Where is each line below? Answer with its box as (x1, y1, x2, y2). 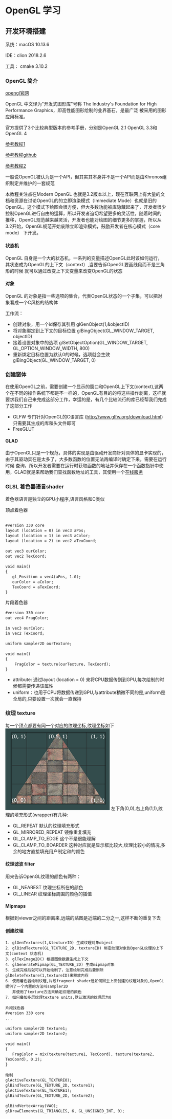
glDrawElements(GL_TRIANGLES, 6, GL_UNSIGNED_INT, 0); (5, 1109, 125, 1114)
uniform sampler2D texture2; (5, 1031, 68, 1036)
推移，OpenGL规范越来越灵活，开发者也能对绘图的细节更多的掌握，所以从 (5, 217, 162, 223)
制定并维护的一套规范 (9, 180, 55, 187)
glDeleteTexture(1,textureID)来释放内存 (5, 973, 89, 978)
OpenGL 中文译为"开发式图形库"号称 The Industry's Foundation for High (5, 101, 157, 107)
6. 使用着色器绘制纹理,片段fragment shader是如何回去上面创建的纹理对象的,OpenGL (5, 979, 164, 984)
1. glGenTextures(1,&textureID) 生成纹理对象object (5, 940, 114, 946)
